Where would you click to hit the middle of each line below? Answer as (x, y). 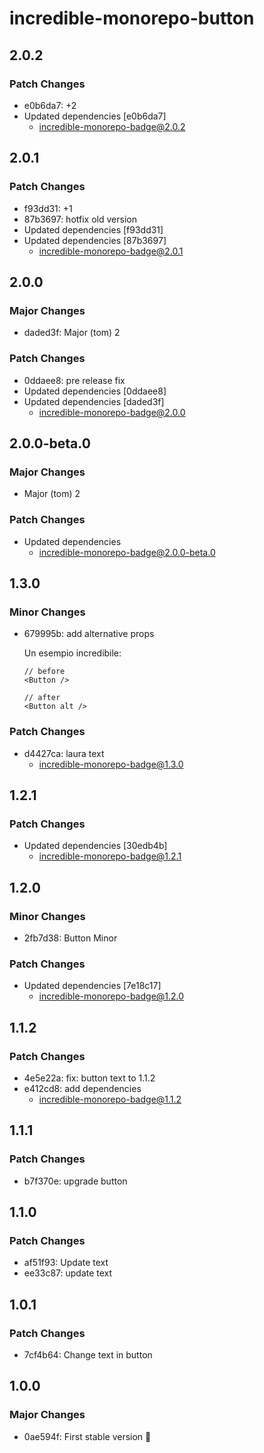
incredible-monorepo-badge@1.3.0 (111, 764)
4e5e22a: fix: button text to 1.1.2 (89, 1078)
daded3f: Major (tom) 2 (72, 333)
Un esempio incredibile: (72, 653)
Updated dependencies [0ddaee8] (95, 391)
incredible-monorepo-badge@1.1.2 (110, 1099)
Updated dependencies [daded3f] (94, 401)
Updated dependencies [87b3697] (95, 240)
